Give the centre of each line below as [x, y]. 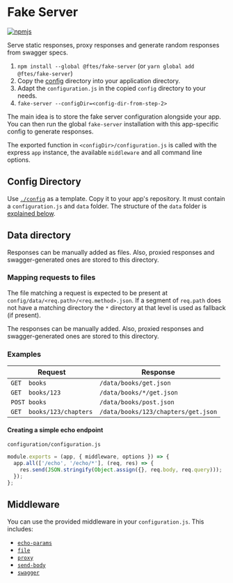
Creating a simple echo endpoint [55, 429]
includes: [20, 529]
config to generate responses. [50, 131]
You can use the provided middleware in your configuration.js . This [106, 522]
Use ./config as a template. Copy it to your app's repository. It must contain [116, 198]
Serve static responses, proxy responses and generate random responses [113, 45]
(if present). [24, 315]
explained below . [31, 213]
